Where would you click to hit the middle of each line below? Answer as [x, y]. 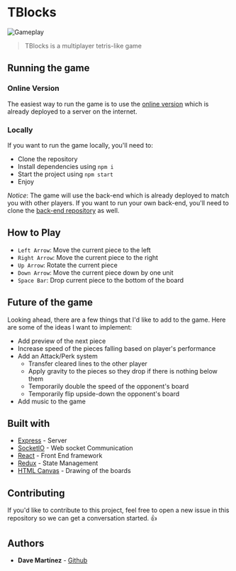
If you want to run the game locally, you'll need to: [80, 145]
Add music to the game [52, 401]
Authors [26, 543]
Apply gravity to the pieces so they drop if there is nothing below [123, 371]
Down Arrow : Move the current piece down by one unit [95, 272]
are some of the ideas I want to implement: [70, 327]
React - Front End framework [60, 456]
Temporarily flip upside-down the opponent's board [104, 393]
